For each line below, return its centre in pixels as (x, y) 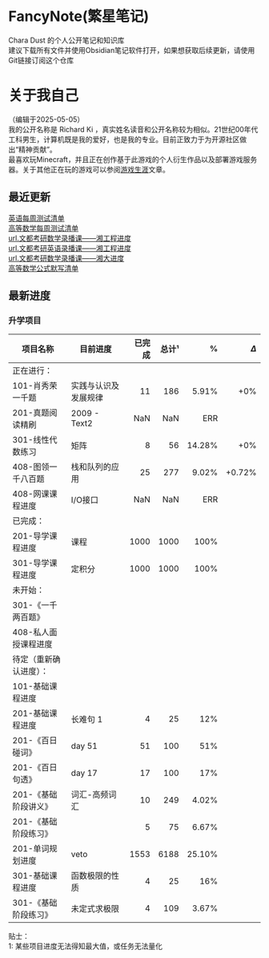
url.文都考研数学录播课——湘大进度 (66, 258)
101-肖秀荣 (35, 386)
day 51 (84, 746)
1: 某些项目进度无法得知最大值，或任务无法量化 (85, 946)
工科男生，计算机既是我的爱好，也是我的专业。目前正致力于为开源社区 (124, 139)
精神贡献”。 (38, 149)
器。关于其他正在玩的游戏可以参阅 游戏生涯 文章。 (89, 169)
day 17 (84, 773)
